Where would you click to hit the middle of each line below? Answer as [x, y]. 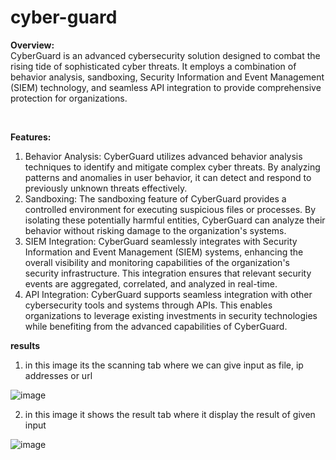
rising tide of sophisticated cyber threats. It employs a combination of [153, 66]
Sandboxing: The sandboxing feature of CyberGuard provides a [155, 198]
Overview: [32, 45]
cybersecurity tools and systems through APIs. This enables [148, 305]
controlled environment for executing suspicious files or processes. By [170, 209]
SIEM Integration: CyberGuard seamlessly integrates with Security [161, 241]
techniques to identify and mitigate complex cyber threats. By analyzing [172, 167]
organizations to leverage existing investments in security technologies [171, 315]
